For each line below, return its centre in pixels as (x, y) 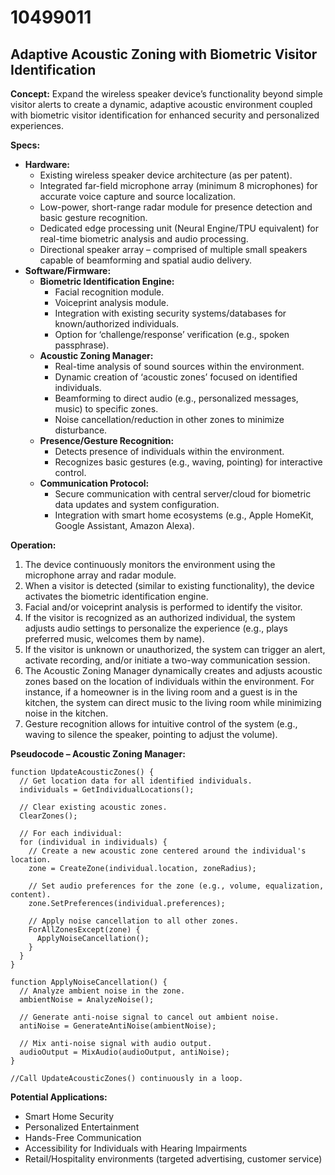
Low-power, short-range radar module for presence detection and (176, 207)
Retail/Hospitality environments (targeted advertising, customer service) (173, 1159)
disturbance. (81, 430)
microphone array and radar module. (100, 575)
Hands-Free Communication (83, 1137)
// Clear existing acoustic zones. (93, 807)
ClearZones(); (48, 816)
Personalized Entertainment (82, 1127)
